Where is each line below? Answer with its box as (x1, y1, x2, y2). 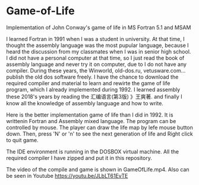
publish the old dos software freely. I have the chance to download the (6, 73, 179, 80)
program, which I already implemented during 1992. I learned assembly (6, 86, 181, 93)
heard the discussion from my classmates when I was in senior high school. (6, 48, 191, 55)
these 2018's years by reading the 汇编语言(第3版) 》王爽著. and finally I (6, 93, 182, 100)
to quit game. (6, 136, 39, 143)
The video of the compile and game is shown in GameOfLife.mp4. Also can (6, 165, 189, 173)
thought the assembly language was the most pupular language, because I (6, 42, 189, 49)
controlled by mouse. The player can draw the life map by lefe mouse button (6, 124, 193, 131)
